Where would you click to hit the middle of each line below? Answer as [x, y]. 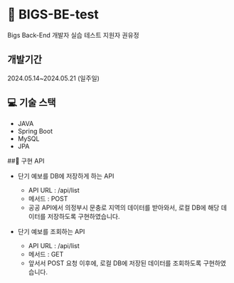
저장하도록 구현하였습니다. [84, 216]
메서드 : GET [46, 254]
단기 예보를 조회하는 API [51, 231]
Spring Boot [35, 131]
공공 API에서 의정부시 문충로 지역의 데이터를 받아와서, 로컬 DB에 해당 [124, 207]
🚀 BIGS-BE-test [53, 15]
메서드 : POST [48, 198]
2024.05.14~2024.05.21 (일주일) [53, 78]
